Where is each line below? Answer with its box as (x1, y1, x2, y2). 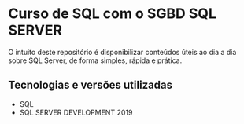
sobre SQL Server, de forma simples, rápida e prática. (8, 56, 183, 65)
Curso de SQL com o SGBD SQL (8, 5, 216, 23)
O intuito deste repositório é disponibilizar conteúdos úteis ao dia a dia (8, 47, 237, 57)
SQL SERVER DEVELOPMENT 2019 (19, 108, 133, 117)
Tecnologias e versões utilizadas (8, 78, 173, 92)
